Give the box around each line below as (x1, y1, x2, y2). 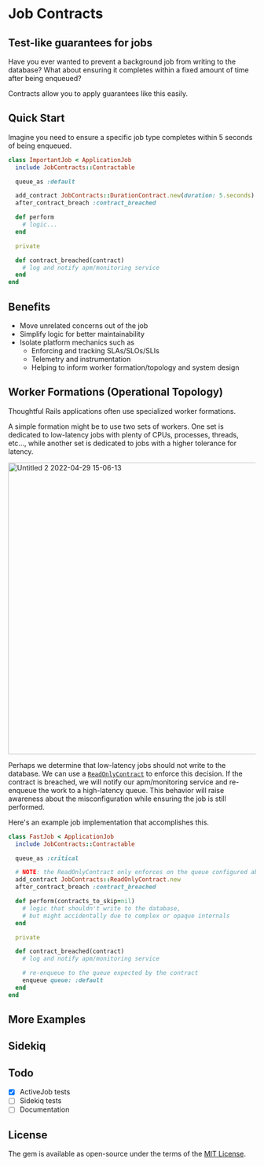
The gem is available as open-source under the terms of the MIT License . (8, 1149, 246, 1159)
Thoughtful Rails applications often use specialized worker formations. (8, 406, 236, 415)
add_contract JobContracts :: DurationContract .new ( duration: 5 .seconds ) (15, 192, 255, 200)
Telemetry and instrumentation (31, 355, 131, 363)
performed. (8, 802, 45, 811)
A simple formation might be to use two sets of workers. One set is (8, 422, 224, 431)
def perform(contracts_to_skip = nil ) (15, 898, 135, 906)
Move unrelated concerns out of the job (19, 321, 148, 330)
